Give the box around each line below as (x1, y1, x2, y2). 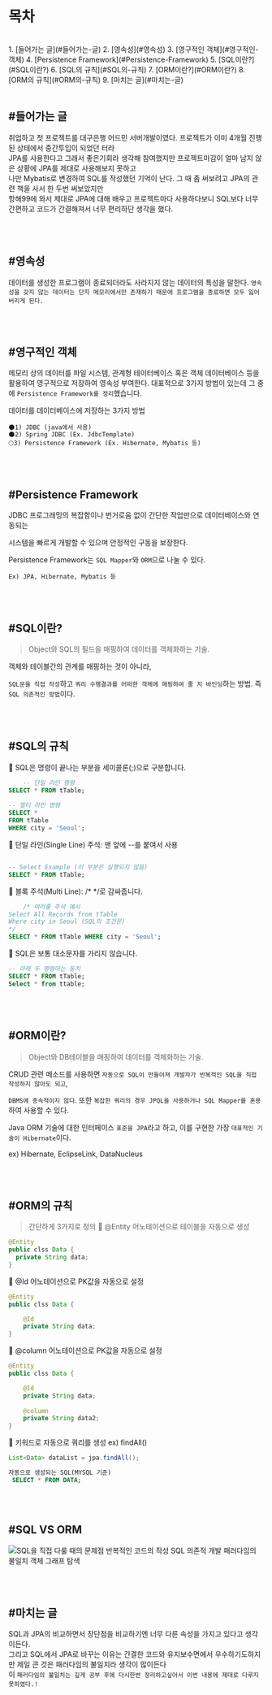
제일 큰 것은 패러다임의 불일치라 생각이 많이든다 (16, 1659, 166, 1670)
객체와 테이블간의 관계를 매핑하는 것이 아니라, (8, 661, 152, 671)
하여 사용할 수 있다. (8, 1105, 69, 1115)
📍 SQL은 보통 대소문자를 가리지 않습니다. (8, 948, 138, 959)
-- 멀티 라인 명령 (8, 801, 61, 809)
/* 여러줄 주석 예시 (23, 903, 81, 911)
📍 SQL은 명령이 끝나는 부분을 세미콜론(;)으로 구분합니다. (8, 762, 187, 772)
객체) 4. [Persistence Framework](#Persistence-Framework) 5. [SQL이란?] (8, 54, 255, 64)
